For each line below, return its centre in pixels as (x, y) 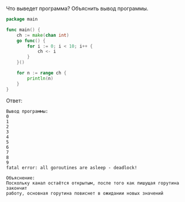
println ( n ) (40, 78)
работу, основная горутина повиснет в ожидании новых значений (85, 193)
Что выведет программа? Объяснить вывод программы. (77, 8)
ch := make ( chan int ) (43, 35)
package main (22, 19)
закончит (17, 188)
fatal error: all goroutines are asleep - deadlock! (72, 167)
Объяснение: (20, 178)
